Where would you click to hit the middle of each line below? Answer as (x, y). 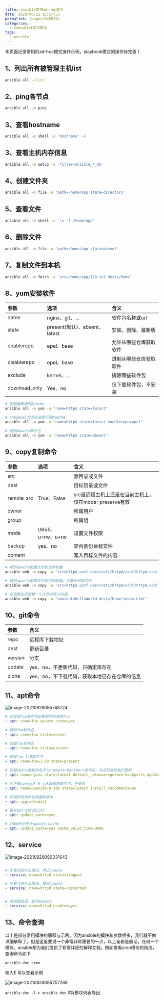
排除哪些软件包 (129, 376)
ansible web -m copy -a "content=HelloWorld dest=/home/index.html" (76, 599)
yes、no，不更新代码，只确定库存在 (70, 667)
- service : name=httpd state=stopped (43, 875)
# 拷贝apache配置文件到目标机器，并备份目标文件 (48, 581)
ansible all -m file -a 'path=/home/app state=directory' (65, 192)
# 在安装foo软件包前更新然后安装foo (37, 717)
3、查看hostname (32, 125)
